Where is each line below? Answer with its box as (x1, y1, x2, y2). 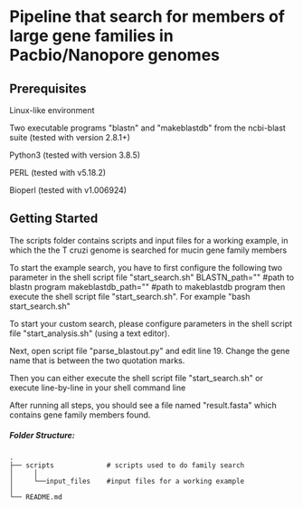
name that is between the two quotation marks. (9, 355, 185, 366)
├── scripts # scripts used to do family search (9, 460, 245, 470)
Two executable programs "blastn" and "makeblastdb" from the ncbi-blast (9, 122, 287, 133)
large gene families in (9, 25, 174, 46)
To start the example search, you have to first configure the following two (9, 262, 283, 273)
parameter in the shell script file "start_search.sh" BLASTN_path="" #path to (9, 272, 295, 283)
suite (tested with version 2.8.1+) (9, 132, 131, 142)
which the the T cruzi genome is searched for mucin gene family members (9, 245, 288, 255)
